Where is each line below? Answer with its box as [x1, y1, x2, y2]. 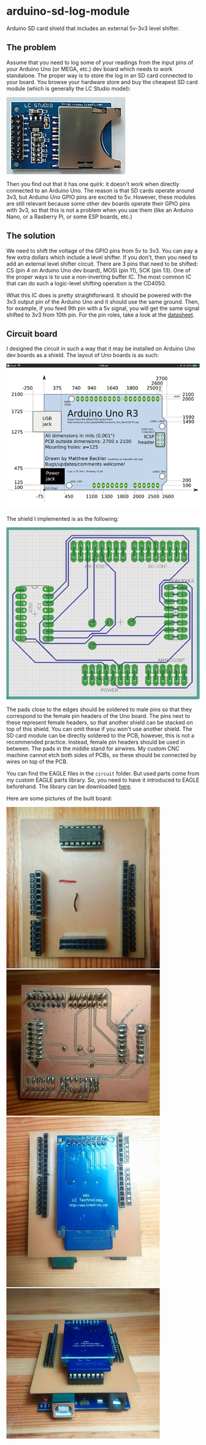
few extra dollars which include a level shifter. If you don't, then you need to [6, 253, 198, 261]
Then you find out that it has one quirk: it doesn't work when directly [6, 180, 180, 188]
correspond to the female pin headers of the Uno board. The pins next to [6, 712, 190, 720]
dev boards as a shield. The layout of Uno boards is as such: [6, 352, 159, 359]
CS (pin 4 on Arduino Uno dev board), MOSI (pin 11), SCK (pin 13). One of [6, 266, 191, 274]
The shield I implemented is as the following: [6, 515, 119, 522]
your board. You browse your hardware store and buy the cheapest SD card [6, 78, 198, 85]
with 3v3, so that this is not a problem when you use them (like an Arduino [6, 206, 194, 214]
